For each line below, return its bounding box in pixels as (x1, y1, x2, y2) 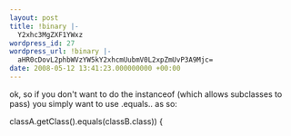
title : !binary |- (9, 22, 79, 31)
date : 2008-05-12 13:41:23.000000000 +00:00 (9, 64, 181, 73)
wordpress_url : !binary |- (9, 47, 112, 56)
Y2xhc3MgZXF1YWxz (17, 30, 84, 39)
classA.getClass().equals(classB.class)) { (9, 115, 164, 127)
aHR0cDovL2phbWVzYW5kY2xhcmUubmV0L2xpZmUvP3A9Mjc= (17, 55, 214, 64)
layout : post (9, 13, 59, 23)
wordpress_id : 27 (9, 38, 75, 48)
